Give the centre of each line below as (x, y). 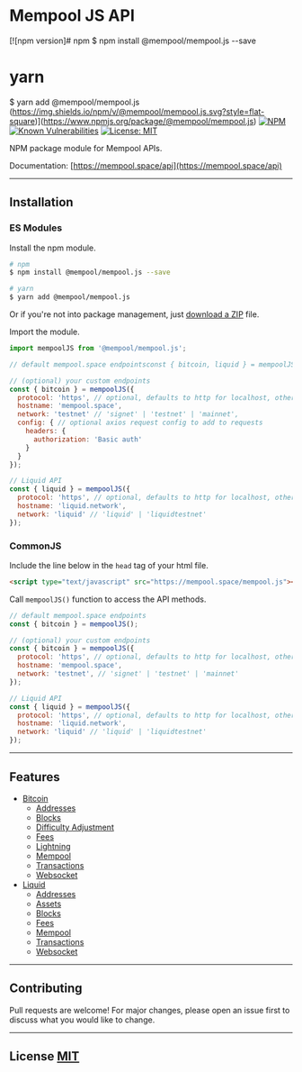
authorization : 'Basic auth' (88, 439)
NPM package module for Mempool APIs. (86, 148)
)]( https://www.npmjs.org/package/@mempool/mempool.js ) (146, 121)
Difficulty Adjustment (75, 827)
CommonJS (36, 546)
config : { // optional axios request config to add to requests (140, 423)
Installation (41, 202)
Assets (49, 904)
